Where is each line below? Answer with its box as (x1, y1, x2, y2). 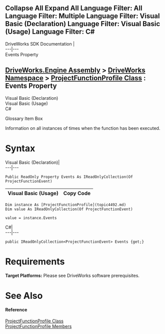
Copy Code (63, 190, 91, 197)
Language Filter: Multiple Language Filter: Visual (5, 12, 160, 21)
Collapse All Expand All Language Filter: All (5, 4, 142, 13)
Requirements (5, 256, 65, 267)
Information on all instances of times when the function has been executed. (5, 125, 160, 131)
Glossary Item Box (5, 115, 43, 121)
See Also (5, 290, 43, 301)
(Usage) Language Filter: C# (5, 28, 95, 36)
